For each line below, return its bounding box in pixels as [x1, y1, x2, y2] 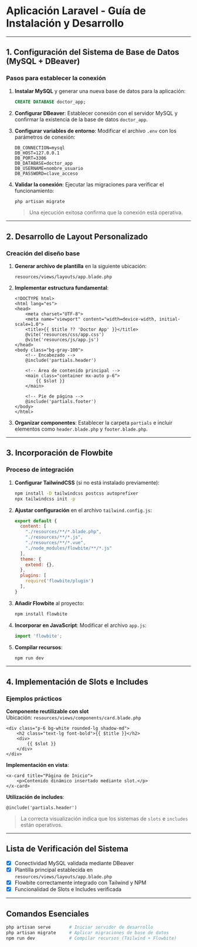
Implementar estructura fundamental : [14, 284, 109, 292]
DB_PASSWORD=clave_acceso [14, 171, 78, 176]
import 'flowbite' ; [14, 633, 63, 639]
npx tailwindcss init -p [14, 496, 76, 502]
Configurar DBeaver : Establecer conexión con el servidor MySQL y [14, 109, 178, 116]
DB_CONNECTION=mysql [14, 145, 65, 151]
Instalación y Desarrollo [6, 16, 124, 30]
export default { [14, 518, 57, 524]
